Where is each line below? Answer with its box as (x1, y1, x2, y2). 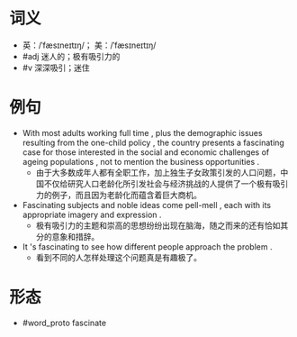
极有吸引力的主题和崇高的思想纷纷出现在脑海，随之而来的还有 (35, 220, 265, 231)
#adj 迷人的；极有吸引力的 (22, 50, 121, 61)
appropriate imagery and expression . (22, 209, 162, 220)
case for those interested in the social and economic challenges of (22, 146, 270, 158)
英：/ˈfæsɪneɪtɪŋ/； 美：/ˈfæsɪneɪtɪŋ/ (22, 40, 157, 50)
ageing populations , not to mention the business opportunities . (22, 156, 260, 167)
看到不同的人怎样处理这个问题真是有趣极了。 (35, 251, 202, 262)
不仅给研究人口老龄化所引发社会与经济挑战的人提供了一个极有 (43, 178, 273, 189)
